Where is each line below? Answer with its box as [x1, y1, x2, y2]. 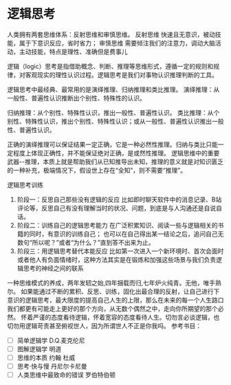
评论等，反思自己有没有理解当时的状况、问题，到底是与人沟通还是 [16, 203, 204, 212]
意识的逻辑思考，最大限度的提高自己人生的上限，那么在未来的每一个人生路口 [7, 296, 224, 304]
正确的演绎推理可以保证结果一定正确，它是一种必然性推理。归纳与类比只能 [7, 140, 218, 148]
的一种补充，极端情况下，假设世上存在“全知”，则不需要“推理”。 [7, 166, 187, 174]
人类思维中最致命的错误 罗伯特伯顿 [16, 371, 115, 379]
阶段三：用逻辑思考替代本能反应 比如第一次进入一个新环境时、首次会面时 [16, 247, 224, 255]
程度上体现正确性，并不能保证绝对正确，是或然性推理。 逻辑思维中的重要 [12, 148, 220, 157]
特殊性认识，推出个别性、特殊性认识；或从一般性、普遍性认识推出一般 [25, 117, 224, 125]
